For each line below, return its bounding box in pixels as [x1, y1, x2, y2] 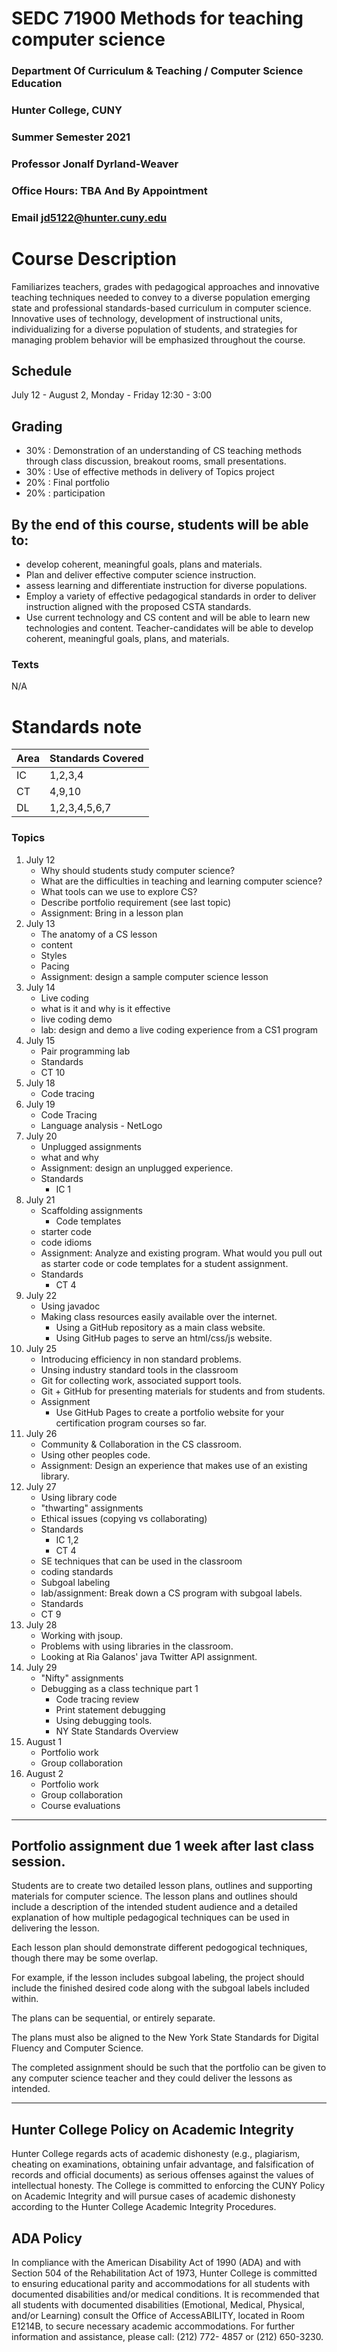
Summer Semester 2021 [11, 130, 131, 144]
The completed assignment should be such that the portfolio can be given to [11, 2062, 327, 2074]
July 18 [25, 1077, 56, 1089]
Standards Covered [49, 752, 144, 766]
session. [11, 1853, 66, 1871]
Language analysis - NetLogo [40, 1119, 163, 1131]
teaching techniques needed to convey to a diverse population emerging [11, 291, 311, 303]
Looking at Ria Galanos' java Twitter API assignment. [40, 1650, 258, 1662]
